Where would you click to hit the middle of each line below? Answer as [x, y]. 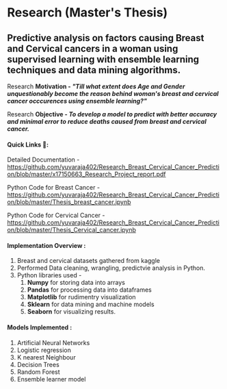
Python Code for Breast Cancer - [54, 188]
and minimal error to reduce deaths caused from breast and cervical [107, 122]
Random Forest [38, 372]
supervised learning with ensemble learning [103, 59]
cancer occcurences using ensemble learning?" [77, 101]
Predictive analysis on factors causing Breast [106, 38]
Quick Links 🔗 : [28, 145]
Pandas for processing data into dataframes [89, 290]
